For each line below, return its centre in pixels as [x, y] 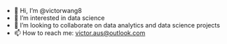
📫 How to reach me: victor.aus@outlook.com [80, 33]
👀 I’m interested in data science [59, 18]
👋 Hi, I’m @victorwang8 [48, 11]
